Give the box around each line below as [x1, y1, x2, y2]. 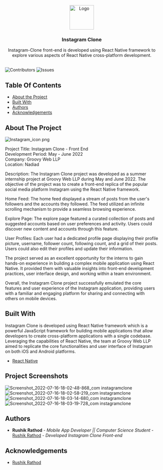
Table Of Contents [5, 81, 62, 90]
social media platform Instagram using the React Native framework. [5, 186, 140, 192]
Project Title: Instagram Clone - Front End [5, 146, 89, 152]
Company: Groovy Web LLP [5, 156, 61, 162]
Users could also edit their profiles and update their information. [5, 246, 134, 252]
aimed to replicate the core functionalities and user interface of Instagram [5, 343, 153, 349]
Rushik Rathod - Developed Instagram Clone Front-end [12, 433, 123, 438]
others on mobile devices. [5, 295, 57, 301]
